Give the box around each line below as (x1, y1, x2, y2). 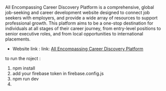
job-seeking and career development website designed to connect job (5, 9, 150, 15)
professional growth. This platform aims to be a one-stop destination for (5, 20, 153, 26)
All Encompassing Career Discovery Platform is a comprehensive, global (5, 4, 154, 10)
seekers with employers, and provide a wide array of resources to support (5, 15, 158, 20)
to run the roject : (5, 55, 41, 61)
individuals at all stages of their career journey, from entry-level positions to (5, 25, 161, 31)
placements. (5, 36, 31, 42)
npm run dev (12, 76, 39, 81)
